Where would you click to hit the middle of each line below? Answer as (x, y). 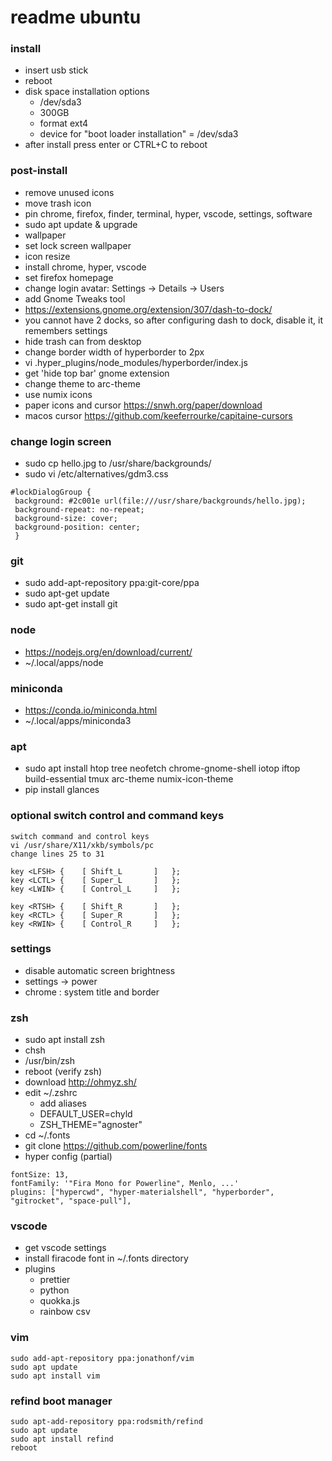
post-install (39, 171)
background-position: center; (77, 527)
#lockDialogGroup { (51, 492)
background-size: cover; (66, 519)
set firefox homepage (69, 277)
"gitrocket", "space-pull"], (71, 1201)
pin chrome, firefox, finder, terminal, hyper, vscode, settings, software (168, 213)
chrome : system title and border (92, 992)
